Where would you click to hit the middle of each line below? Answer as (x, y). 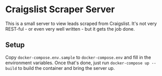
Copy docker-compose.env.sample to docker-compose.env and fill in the (78, 57)
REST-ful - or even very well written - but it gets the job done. (70, 29)
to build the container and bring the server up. (66, 68)
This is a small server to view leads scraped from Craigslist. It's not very (81, 23)
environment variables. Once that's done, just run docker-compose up (77, 63)
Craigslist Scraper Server (60, 9)
